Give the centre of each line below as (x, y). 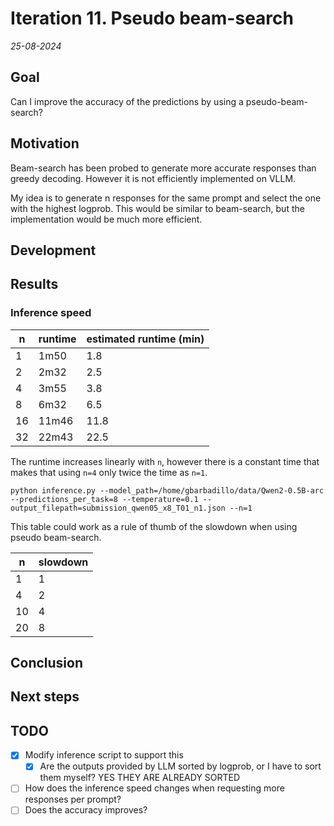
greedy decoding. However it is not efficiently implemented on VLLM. (153, 178)
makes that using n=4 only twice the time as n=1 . (109, 472)
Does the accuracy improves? (86, 810)
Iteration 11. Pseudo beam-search (152, 18)
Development (53, 250)
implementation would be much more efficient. (106, 219)
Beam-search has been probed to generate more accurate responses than (163, 168)
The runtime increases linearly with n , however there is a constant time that (165, 461)
